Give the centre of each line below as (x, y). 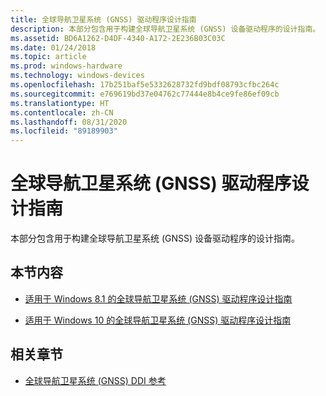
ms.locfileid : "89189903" (64, 131)
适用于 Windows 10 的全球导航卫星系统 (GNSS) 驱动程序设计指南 (158, 320)
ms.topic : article (48, 57)
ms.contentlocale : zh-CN (62, 112)
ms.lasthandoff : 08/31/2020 (69, 122)
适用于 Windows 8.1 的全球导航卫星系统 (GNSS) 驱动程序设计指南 (158, 298)
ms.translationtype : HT (60, 103)
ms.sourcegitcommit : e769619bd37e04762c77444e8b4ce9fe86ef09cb (145, 94)
